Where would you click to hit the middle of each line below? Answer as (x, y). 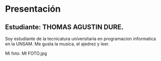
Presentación (33, 9)
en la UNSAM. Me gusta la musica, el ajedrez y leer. (57, 44)
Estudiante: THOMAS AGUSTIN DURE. (64, 27)
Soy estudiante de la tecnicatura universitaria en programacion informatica (80, 39)
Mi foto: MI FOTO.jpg (26, 53)
